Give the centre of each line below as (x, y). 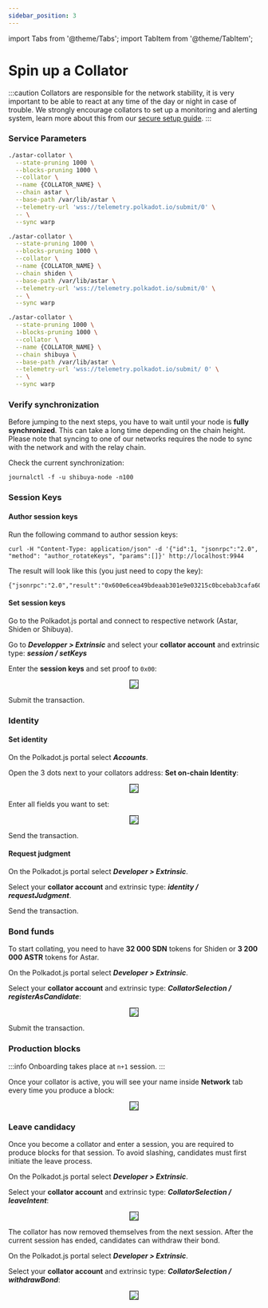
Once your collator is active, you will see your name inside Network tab (126, 1081)
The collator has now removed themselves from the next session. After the (131, 1231)
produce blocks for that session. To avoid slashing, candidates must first (128, 1152)
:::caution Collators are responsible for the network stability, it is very (122, 93)
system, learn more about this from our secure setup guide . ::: (110, 118)
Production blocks (45, 1049)
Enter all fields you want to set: (59, 804)
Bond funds (31, 932)
